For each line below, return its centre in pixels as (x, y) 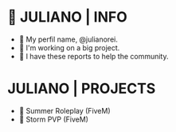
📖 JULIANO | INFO (68, 17)
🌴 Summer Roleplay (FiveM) (65, 110)
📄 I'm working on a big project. (69, 47)
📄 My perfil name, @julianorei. (68, 39)
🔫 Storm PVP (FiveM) (54, 119)
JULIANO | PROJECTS (82, 89)
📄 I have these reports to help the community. (94, 56)
